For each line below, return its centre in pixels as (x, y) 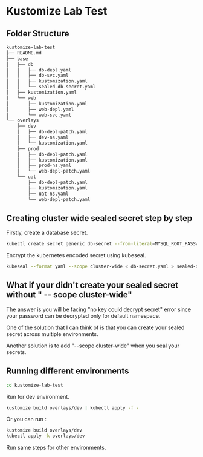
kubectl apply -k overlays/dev (46, 436)
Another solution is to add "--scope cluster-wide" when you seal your (93, 346)
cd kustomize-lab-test (35, 385)
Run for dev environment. (38, 396)
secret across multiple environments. (52, 334)
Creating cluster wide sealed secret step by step (99, 218)
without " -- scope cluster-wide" (69, 295)
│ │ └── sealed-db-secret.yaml (51, 87)
